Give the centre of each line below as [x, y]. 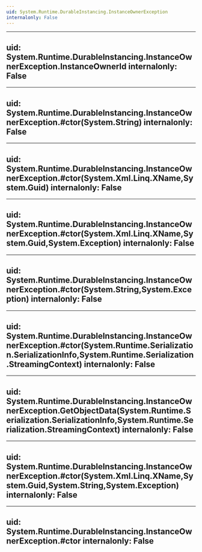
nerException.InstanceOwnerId [66, 66]
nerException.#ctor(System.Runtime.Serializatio [100, 345]
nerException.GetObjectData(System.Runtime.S [99, 410]
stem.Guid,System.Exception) [64, 243]
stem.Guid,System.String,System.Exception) [93, 485]
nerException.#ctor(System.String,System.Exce [99, 290]
